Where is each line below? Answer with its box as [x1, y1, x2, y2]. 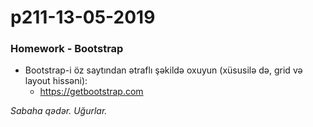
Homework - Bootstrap [10, 42, 124, 56]
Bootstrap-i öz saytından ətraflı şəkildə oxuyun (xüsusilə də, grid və [24, 64, 303, 76]
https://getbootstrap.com [39, 86, 144, 98]
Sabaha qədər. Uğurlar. [10, 105, 108, 117]
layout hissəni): [24, 75, 88, 87]
